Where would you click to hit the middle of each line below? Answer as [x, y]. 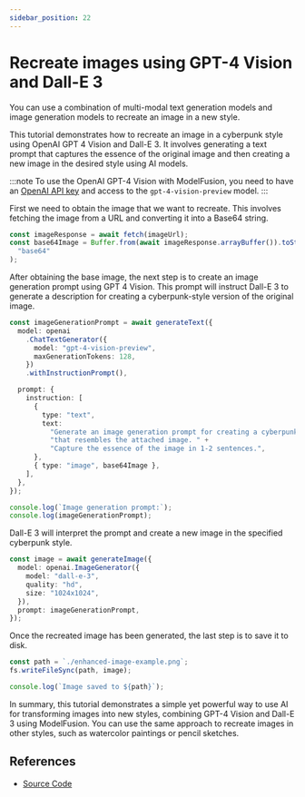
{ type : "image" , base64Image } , [97, 466]
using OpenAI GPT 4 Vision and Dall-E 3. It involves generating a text [138, 144]
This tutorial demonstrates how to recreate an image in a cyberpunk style [146, 134]
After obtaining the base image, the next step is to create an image [134, 277]
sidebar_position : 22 [50, 18]
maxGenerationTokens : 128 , [84, 356]
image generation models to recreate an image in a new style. [125, 117]
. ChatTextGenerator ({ [66, 339]
